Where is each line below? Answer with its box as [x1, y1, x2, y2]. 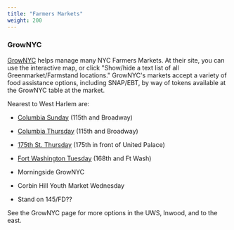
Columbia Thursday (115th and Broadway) [17, 127, 138, 135]
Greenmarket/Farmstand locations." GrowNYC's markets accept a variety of [7, 71, 227, 79]
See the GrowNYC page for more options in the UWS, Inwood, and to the [7, 208, 218, 217]
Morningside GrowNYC [17, 167, 85, 176]
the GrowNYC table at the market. [7, 86, 105, 94]
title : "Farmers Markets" [7, 10, 83, 18]
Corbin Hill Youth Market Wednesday [17, 181, 125, 190]
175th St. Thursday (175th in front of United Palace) [17, 140, 165, 148]
